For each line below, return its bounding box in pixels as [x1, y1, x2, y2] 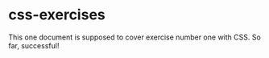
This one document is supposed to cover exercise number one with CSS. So [8, 32, 262, 42]
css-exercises [8, 6, 106, 24]
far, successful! [8, 40, 60, 50]
